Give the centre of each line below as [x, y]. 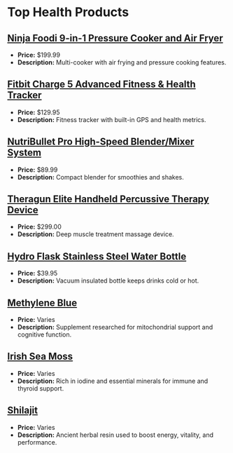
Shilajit [23, 411]
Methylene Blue [42, 303]
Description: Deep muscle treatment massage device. [96, 234]
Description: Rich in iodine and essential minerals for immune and [113, 381]
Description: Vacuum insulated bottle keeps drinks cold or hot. [108, 280]
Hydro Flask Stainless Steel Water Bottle [97, 256]
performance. [37, 442]
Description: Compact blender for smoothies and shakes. [100, 177]
